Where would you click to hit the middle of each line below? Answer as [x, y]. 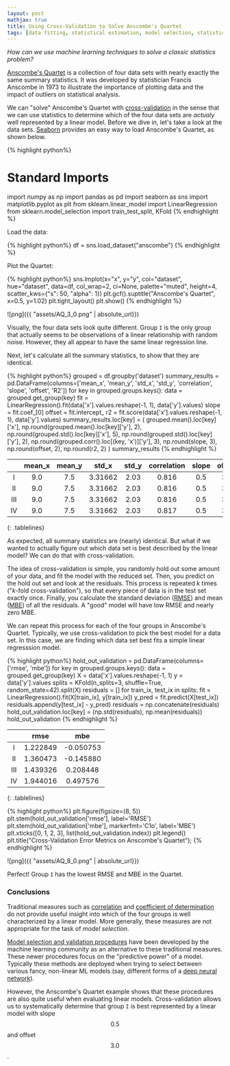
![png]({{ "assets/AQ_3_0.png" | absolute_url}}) [73, 314]
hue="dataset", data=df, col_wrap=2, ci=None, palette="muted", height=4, [112, 287]
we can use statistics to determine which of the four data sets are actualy [111, 115]
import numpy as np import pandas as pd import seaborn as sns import [107, 197]
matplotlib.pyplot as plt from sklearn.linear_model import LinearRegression [112, 204]
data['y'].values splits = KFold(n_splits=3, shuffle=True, [85, 683]
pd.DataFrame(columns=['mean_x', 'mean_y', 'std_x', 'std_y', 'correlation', [110, 383]
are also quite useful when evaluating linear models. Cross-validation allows [114, 999]
